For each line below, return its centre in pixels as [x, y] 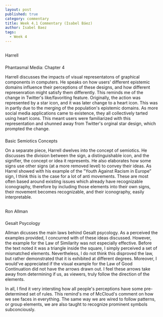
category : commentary [27, 19]
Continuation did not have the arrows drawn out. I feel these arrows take [78, 269]
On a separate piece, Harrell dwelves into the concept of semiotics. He [76, 150]
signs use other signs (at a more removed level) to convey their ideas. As [78, 166]
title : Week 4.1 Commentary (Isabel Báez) [49, 23]
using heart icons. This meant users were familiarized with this [68, 119]
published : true [21, 14]
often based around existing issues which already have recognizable [74, 181]
